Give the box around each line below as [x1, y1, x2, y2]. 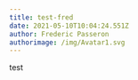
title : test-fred [9, 12, 74, 22]
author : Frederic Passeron [9, 29, 110, 38]
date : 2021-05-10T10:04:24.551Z [9, 21, 129, 30]
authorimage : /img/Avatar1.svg [9, 37, 126, 47]
